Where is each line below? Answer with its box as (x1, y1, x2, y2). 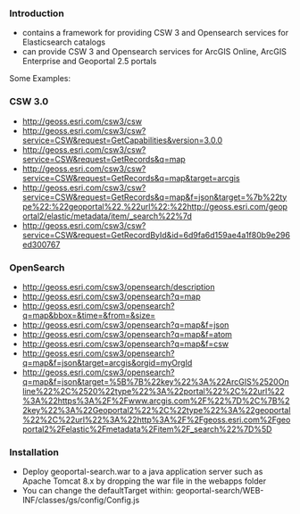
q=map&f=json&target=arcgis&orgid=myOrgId (21, 357, 193, 368)
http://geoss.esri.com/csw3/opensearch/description (21, 281, 215, 292)
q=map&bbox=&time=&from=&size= (21, 310, 156, 320)
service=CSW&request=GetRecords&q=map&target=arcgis (21, 172, 240, 183)
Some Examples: (9, 73, 71, 84)
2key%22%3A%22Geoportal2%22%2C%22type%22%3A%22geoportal (21, 404, 291, 415)
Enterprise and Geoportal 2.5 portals (21, 56, 157, 67)
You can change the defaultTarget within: (21, 485, 174, 496)
